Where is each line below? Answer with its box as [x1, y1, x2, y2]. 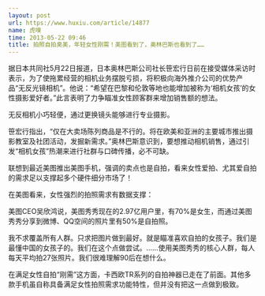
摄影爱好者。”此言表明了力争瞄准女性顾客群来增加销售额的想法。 [14, 93, 222, 103]
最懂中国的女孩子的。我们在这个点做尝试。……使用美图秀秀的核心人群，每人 [8, 243, 256, 253]
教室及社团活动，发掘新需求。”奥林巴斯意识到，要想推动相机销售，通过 [14, 137, 243, 146]
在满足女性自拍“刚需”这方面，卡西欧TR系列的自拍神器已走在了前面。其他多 [8, 270, 252, 279]
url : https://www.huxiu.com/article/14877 [8, 19, 150, 27]
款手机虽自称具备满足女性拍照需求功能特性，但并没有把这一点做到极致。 [8, 279, 243, 289]
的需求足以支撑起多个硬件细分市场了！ [8, 173, 132, 182]
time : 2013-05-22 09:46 [8, 33, 87, 42]
